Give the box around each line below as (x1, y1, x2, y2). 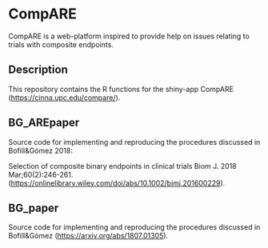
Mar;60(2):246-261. (8, 170, 74, 179)
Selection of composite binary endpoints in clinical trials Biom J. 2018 (8, 161, 238, 170)
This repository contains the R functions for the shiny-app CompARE (8, 84, 234, 94)
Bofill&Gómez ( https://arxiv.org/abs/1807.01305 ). (8, 231, 169, 241)
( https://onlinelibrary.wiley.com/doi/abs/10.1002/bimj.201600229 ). (8, 178, 226, 188)
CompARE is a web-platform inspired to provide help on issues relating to (8, 31, 250, 41)
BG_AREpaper (8, 116, 80, 130)
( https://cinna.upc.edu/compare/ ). (8, 93, 121, 102)
